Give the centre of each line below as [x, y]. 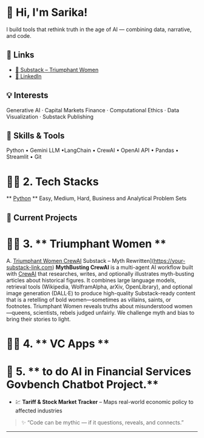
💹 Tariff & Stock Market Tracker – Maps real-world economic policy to [104, 401]
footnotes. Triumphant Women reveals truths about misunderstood [90, 306]
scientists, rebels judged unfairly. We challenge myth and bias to [114, 312]
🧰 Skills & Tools [36, 136]
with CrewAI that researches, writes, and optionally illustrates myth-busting [100, 273]
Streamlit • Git [24, 157]
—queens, [19, 312]
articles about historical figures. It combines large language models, [91, 280]
